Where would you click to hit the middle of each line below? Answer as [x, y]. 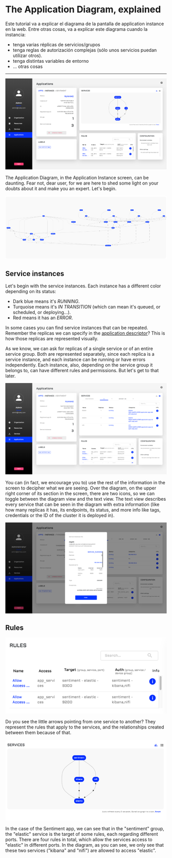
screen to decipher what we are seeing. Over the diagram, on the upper [81, 488]
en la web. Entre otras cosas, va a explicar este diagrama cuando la [77, 29]
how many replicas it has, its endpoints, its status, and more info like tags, [83, 509]
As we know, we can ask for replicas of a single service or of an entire [79, 349]
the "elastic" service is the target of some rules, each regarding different [82, 834]
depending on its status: [31, 291]
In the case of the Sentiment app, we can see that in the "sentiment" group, [85, 828]
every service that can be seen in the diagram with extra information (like [82, 504]
